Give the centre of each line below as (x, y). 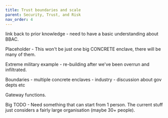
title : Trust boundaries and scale (43, 10)
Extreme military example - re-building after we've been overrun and (77, 65)
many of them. (20, 54)
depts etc (15, 85)
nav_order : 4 (19, 19)
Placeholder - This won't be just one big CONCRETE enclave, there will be (83, 49)
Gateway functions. (26, 95)
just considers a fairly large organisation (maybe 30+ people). (70, 110)
